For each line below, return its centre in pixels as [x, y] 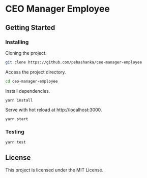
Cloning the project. [26, 53]
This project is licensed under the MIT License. [54, 170]
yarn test [16, 142]
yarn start [17, 119]
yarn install [19, 100]
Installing [17, 42]
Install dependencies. [28, 91]
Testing [15, 131]
